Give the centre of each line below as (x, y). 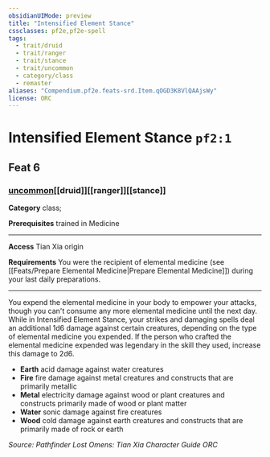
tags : (17, 38)
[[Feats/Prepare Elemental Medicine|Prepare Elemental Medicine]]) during (131, 271)
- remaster (34, 83)
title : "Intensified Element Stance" (72, 23)
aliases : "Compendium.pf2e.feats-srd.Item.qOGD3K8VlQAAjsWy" (113, 91)
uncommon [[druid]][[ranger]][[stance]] (87, 190)
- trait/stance (41, 61)
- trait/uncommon (45, 68)
